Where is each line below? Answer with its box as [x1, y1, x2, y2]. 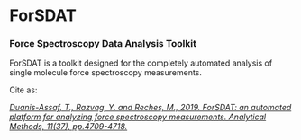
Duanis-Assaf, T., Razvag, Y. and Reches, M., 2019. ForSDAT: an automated [9, 102, 292, 113]
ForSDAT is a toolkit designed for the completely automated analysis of [9, 57, 273, 68]
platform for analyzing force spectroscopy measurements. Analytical [9, 111, 267, 122]
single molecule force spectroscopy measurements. [9, 67, 203, 78]
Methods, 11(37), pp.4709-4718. [9, 121, 128, 132]
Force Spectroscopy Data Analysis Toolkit [9, 38, 196, 50]
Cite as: [9, 84, 38, 95]
